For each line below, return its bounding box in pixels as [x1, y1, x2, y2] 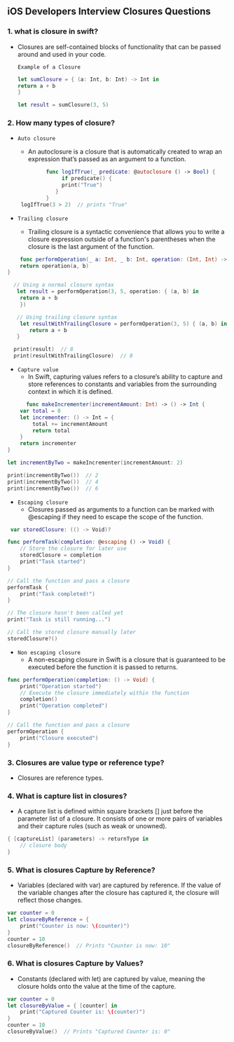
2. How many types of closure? [7, 118, 116, 128]
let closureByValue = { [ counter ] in [7, 1002, 118, 1009]
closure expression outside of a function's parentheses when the [27, 235, 216, 243]
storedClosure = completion [20, 551, 102, 559]
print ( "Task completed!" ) [20, 590, 96, 598]
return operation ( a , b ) [20, 262, 90, 269]
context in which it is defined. [27, 388, 113, 396]
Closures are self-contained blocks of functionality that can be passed [17, 42, 221, 51]
